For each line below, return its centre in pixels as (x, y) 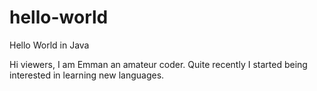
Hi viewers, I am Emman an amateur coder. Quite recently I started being (158, 64)
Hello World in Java (49, 45)
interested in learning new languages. (87, 75)
